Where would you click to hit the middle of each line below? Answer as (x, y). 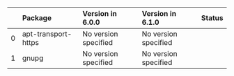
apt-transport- (47, 34)
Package (37, 18)
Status (212, 18)
